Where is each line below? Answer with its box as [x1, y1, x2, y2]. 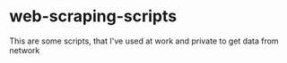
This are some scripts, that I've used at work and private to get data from [9, 35, 280, 46]
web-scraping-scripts [9, 6, 178, 27]
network [9, 44, 40, 55]
